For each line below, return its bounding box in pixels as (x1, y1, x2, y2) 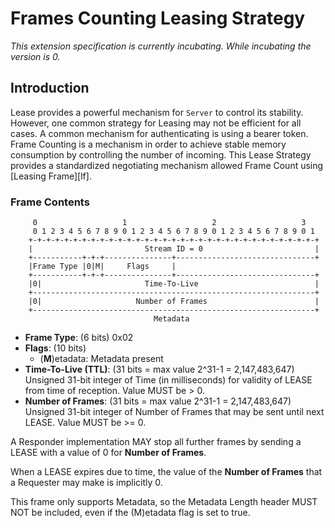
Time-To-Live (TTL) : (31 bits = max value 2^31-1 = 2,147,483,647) (24, 363, 295, 376)
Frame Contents (10, 195, 90, 209)
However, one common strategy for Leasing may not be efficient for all (10, 117, 302, 129)
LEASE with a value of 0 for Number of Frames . (10, 447, 207, 459)
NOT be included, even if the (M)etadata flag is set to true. (10, 507, 251, 519)
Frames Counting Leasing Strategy (10, 7, 306, 30)
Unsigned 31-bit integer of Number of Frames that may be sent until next (24, 406, 325, 418)
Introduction (10, 80, 90, 97)
